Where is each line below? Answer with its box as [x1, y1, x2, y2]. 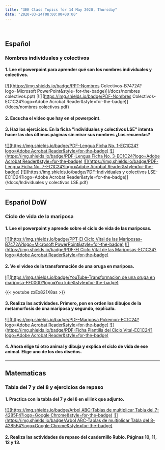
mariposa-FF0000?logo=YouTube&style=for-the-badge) [5, 279, 119, 285]
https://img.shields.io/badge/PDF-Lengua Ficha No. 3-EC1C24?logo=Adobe [6, 153, 160, 159]
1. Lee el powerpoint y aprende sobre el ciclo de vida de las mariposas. [5, 225, 152, 231]
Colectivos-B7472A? [100, 83, 142, 89]
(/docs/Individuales [5, 179, 44, 185]
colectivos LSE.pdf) [49, 179, 88, 185]
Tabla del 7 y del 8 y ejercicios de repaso [5, 384, 104, 391]
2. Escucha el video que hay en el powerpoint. [5, 115, 101, 121]
